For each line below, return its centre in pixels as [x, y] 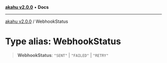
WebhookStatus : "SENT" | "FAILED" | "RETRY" [63, 55]
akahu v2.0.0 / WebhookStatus [37, 21]
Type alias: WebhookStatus [63, 41]
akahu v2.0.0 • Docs [27, 7]
